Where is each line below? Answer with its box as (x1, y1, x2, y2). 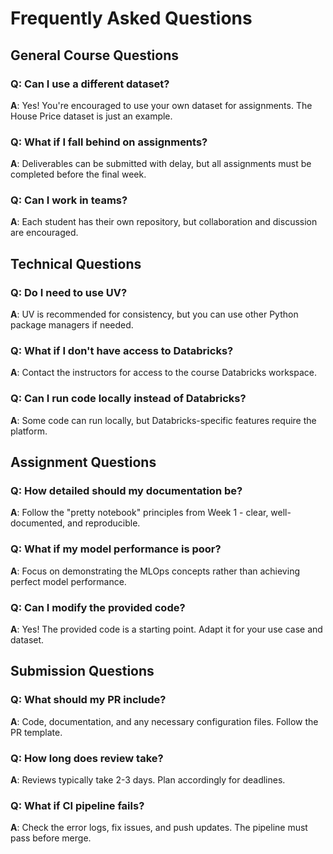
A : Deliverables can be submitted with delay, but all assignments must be (10, 158, 312, 170)
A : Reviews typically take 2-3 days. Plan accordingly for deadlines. (10, 774, 286, 786)
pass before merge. (10, 832, 92, 844)
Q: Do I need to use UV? (10, 285, 128, 299)
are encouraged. (10, 227, 79, 239)
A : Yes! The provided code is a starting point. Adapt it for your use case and (10, 623, 323, 636)
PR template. (10, 726, 63, 738)
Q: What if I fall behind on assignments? (10, 135, 208, 149)
